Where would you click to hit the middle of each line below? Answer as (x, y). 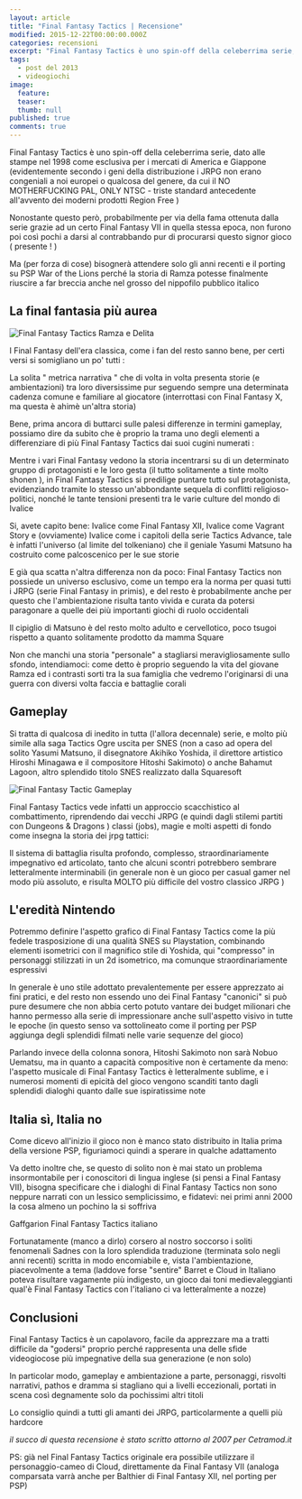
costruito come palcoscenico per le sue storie (95, 554)
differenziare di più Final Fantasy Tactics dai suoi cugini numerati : (132, 443)
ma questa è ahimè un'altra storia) (73, 406)
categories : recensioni (54, 43)
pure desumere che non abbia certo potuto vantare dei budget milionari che (150, 1007)
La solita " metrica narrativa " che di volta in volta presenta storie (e (134, 377)
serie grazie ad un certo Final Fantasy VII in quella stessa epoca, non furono (150, 227)
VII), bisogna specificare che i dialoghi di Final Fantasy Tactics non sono (143, 1187)
